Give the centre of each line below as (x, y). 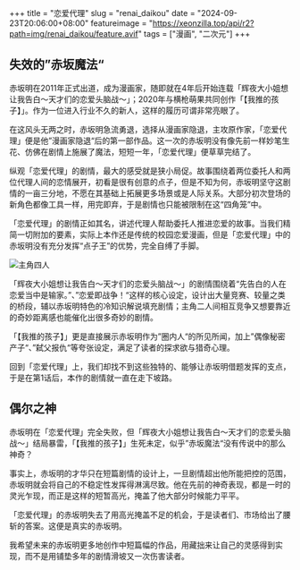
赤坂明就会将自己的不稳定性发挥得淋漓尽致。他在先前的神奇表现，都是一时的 (150, 484)
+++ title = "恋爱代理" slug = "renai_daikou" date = (102, 13)
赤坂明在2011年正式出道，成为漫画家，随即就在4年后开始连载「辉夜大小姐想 (149, 88)
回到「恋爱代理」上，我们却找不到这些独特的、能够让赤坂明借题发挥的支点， (150, 366)
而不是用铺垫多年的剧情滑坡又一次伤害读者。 (107, 556)
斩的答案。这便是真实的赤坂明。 (68, 525)
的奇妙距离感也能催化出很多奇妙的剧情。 (83, 317)
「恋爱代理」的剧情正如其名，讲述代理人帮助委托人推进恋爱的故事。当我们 (146, 223)
